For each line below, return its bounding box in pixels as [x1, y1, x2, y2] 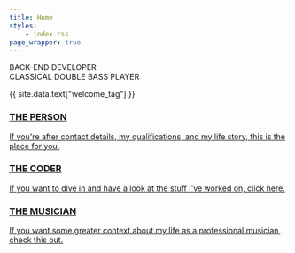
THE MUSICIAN [9, 205, 77, 217]
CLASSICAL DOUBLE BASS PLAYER [9, 72, 140, 83]
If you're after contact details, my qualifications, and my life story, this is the [9, 130, 286, 142]
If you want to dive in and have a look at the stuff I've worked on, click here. [9, 183, 285, 194]
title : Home [9, 12, 53, 22]
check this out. [9, 234, 64, 245]
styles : [9, 21, 38, 30]
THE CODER [9, 162, 62, 175]
